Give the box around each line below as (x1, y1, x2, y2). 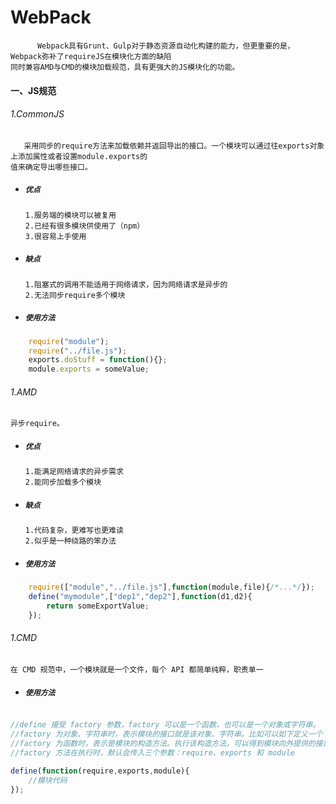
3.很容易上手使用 (24, 231, 87, 241)
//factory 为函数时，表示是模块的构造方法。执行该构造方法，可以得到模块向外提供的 (10, 738, 316, 748)
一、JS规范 (10, 84, 57, 96)
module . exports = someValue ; (28, 364, 150, 375)
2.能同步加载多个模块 (24, 477, 102, 488)
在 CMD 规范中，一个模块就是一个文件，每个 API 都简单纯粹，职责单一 (10, 664, 264, 675)
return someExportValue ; (46, 601, 150, 611)
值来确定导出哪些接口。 (10, 162, 93, 172)
